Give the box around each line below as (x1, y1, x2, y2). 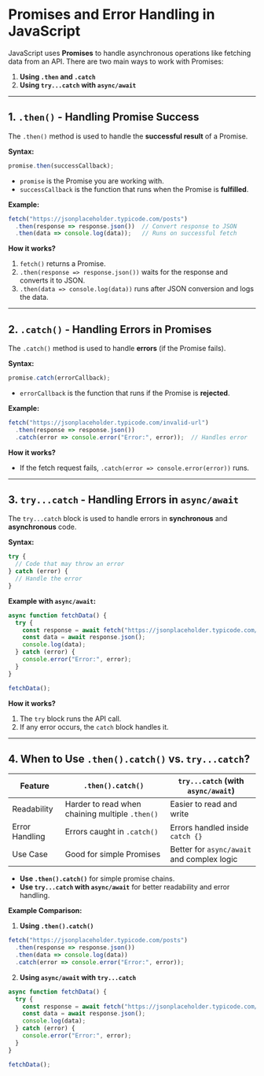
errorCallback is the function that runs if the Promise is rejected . (19, 388, 230, 397)
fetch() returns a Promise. (19, 259, 106, 268)
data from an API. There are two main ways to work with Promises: (8, 57, 224, 66)
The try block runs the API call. (19, 714, 122, 723)
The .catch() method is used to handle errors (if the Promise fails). (8, 344, 226, 353)
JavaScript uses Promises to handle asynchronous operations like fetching (8, 48, 251, 57)
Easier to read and (170, 799, 237, 810)
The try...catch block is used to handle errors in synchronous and (8, 514, 228, 523)
